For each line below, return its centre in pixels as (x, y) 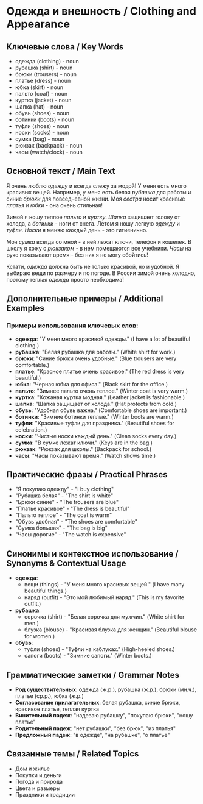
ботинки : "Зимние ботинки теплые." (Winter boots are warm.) (95, 416)
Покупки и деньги (38, 775)
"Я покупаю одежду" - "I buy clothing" (64, 489)
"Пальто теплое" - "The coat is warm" (64, 515)
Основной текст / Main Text (61, 171)
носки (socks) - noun (42, 133)
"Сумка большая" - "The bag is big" (61, 528)
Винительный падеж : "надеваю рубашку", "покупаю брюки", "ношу (104, 715)
